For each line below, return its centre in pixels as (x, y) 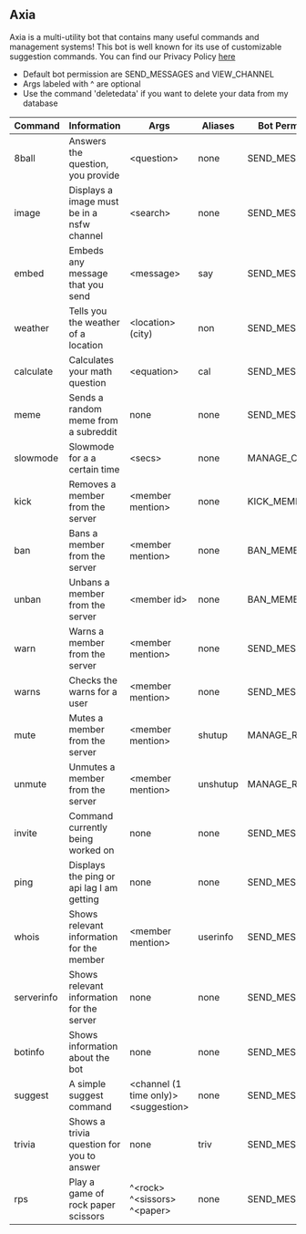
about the (89, 1057)
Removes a (92, 484)
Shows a (87, 1121)
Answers (87, 140)
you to (82, 1156)
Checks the (93, 680)
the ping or (92, 876)
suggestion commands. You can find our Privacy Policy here (122, 56)
